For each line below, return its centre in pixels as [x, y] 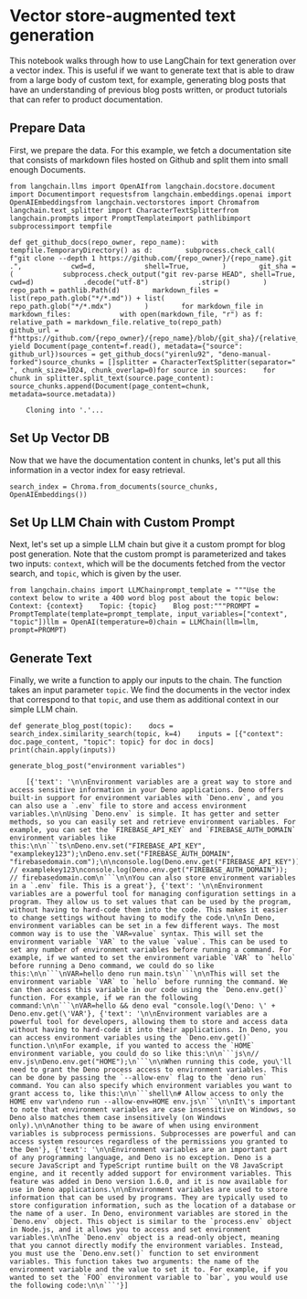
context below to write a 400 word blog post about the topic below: [145, 598]
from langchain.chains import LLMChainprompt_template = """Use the [143, 590]
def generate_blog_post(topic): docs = [91, 726]
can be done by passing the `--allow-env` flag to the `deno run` [138, 1078]
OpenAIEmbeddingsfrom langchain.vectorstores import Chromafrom [134, 202]
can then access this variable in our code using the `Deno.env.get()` [148, 990]
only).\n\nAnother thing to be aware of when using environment [134, 1126]
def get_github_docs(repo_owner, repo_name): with [114, 242]
